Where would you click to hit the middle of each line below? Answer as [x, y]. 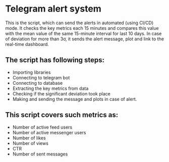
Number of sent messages [40, 154]
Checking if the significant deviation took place [62, 93]
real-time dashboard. [27, 44]
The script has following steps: [55, 60]
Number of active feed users [42, 127]
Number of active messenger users [49, 132]
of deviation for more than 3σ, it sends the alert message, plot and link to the [84, 39]
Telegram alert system [53, 9]
